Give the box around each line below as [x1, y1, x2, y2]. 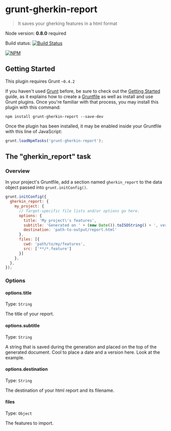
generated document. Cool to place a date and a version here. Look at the [5, 349, 160, 355]
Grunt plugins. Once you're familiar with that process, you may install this [5, 99, 159, 105]
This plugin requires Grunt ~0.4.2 [5, 78, 75, 84]
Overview [5, 167, 30, 174]
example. [5, 354, 24, 360]
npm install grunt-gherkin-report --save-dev [5, 114, 103, 119]
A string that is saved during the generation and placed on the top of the [5, 344, 157, 350]
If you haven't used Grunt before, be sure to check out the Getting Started [5, 88, 160, 94]
